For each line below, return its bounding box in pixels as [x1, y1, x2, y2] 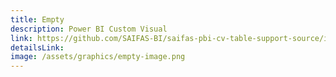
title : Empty [10, 14, 65, 25]
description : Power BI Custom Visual [10, 24, 168, 34]
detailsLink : [10, 42, 65, 53]
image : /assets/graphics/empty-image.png [10, 52, 186, 62]
